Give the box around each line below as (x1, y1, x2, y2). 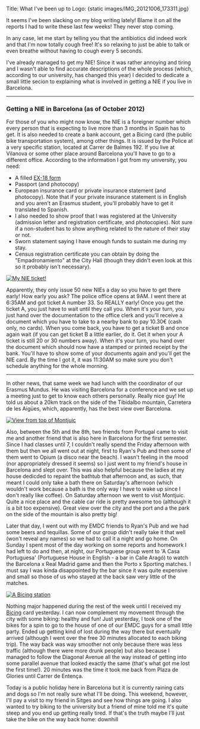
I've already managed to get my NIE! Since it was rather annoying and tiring (6, 59, 192, 66)
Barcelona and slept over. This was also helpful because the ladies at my (6, 466, 185, 474)
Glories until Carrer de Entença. (6, 672, 83, 680)
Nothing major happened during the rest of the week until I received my (6, 603, 182, 610)
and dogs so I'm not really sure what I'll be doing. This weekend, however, (6, 690, 188, 698)
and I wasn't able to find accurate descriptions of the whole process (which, (6, 65, 193, 72)
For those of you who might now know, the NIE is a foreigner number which (6, 118, 191, 125)
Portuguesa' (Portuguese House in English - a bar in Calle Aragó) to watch (6, 554, 189, 561)
